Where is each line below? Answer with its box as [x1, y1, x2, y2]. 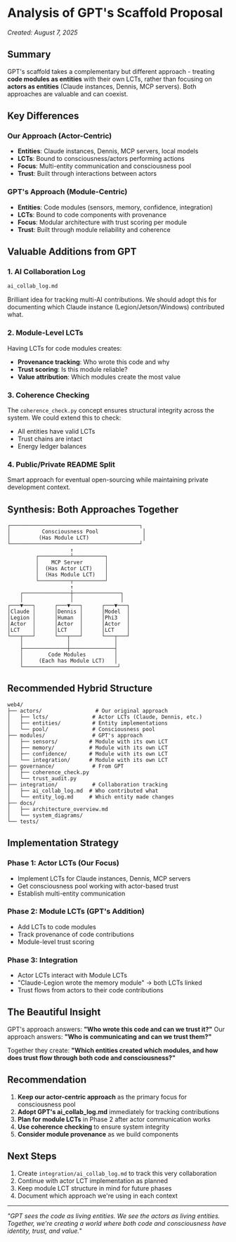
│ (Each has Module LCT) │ [20, 657, 118, 664]
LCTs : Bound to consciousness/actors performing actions [17, 155, 185, 163]
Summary [7, 48, 51, 60]
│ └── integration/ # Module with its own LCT [7, 756, 169, 763]
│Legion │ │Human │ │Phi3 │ [7, 614, 131, 621]
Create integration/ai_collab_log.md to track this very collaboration [17, 1169, 217, 1177]
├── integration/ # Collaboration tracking [7, 781, 169, 788]
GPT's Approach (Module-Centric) [7, 187, 128, 197]
